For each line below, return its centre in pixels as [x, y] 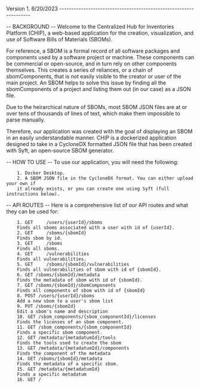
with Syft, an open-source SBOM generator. [60, 150]
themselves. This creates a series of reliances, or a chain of [80, 70]
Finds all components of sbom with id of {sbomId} [81, 290]
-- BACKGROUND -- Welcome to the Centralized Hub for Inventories [90, 27]
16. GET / [29, 380]
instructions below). [33, 194]
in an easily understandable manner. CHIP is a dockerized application [91, 138]
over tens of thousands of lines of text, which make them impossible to [93, 113]
